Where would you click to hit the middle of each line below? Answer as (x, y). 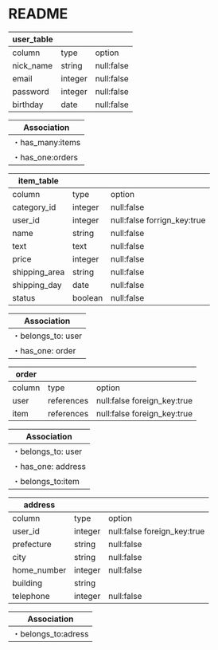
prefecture (32, 544)
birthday (28, 104)
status (24, 297)
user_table (33, 39)
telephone (31, 596)
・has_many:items (47, 142)
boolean (88, 297)
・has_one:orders (45, 157)
